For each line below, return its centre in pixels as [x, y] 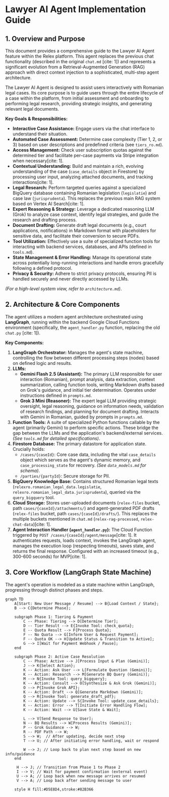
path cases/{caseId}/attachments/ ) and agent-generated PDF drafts [83, 508]
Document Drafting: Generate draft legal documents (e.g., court [79, 225]
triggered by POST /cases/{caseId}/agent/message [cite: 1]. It [74, 535]
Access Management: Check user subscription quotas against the [82, 150]
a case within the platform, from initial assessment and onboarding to [77, 98]
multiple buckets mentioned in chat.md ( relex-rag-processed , [76, 519]
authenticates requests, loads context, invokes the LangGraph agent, [84, 540]
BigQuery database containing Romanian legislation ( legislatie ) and [84, 193]
